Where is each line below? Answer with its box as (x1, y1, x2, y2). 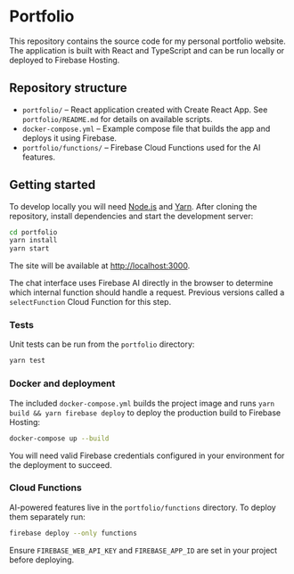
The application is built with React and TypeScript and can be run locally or (9, 45, 285, 55)
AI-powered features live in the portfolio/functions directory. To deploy (9, 502, 276, 512)
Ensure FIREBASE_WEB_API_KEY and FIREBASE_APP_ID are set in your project (9, 545, 278, 555)
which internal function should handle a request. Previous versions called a (9, 287, 285, 298)
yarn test (9, 357, 46, 365)
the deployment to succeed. (9, 459, 113, 470)
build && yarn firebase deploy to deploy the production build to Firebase (9, 407, 282, 418)
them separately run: (9, 511, 86, 522)
